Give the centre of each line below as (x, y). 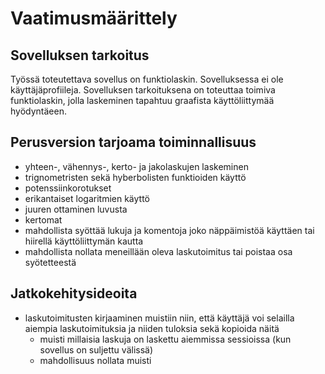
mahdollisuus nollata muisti (95, 360)
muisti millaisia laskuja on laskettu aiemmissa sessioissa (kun (165, 339)
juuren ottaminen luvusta (76, 209)
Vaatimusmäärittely (94, 18)
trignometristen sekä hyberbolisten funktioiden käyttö (135, 177)
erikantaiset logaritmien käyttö (87, 198)
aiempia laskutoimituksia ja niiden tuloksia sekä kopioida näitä (152, 328)
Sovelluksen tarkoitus (80, 55)
